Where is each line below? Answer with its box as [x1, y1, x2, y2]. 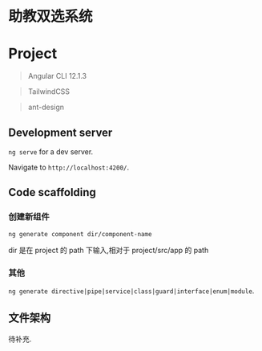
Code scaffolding [8, 186, 96, 199]
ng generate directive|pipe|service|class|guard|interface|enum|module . [8, 286, 255, 296]
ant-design [27, 102, 65, 112]
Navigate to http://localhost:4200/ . [8, 162, 130, 172]
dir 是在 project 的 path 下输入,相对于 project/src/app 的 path [8, 245, 209, 255]
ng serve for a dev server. [8, 146, 94, 157]
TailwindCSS [27, 87, 71, 96]
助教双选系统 [8, 7, 94, 26]
